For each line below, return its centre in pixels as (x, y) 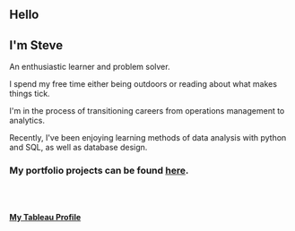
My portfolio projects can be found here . (99, 171)
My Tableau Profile (45, 217)
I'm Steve (36, 45)
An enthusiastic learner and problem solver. (90, 67)
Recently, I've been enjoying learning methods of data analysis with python (148, 138)
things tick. (30, 94)
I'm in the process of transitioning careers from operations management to (147, 111)
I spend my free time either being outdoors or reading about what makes (143, 84)
